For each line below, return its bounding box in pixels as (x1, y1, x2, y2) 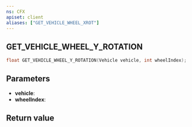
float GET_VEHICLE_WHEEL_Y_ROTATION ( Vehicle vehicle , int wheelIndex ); (6, 58, 187, 63)
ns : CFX (6, 8, 25, 15)
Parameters (6, 74, 50, 84)
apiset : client (6, 14, 44, 20)
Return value (6, 113, 55, 123)
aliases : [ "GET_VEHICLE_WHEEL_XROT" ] (6, 20, 100, 26)
